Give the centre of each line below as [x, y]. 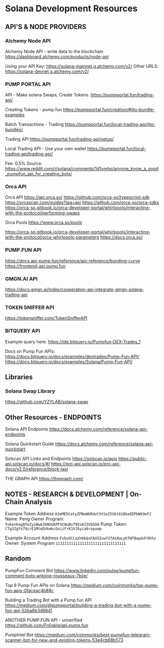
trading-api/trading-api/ [29, 154]
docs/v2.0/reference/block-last [37, 469]
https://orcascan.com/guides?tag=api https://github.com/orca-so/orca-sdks [82, 203]
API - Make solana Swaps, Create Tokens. [47, 95]
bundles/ [14, 130]
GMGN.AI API [21, 278]
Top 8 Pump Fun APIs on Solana [37, 585]
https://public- [133, 459]
